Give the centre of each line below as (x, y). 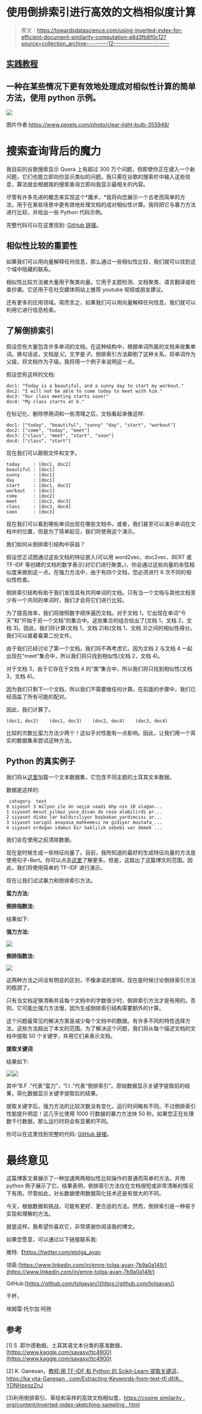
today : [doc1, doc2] (38, 464)
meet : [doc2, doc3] (38, 501)
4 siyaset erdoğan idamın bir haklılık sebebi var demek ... (84, 828)
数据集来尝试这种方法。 (46, 740)
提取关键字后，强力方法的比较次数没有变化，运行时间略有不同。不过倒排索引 (101, 1106)
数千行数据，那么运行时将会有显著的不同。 (59, 1121)
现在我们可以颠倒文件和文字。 (43, 453)
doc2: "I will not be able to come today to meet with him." (84, 391)
